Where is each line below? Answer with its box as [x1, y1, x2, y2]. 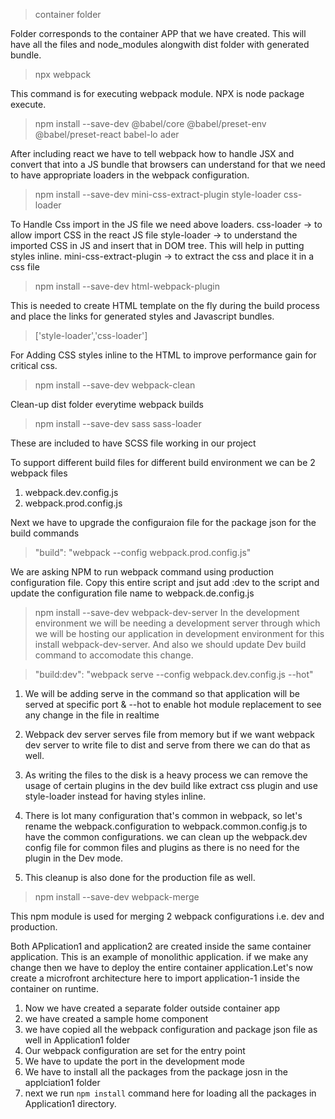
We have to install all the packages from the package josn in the [24, 1066, 288, 1078]
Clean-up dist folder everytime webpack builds [10, 399, 204, 410]
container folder [34, 9, 102, 20]
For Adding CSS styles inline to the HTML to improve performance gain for [10, 349, 317, 361]
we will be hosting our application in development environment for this [34, 628, 325, 639]
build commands [10, 527, 80, 539]
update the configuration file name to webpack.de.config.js [10, 587, 255, 599]
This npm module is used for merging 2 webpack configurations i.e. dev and [10, 910, 325, 922]
